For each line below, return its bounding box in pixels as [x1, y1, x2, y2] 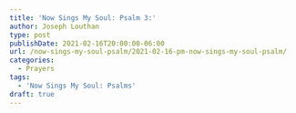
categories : [9, 56, 55, 65]
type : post [9, 30, 51, 39]
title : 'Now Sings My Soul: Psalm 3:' [9, 13, 157, 23]
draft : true [9, 89, 55, 98]
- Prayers [17, 65, 55, 74]
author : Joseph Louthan [9, 22, 100, 31]
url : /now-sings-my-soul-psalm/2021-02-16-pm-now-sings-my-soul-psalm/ [9, 47, 287, 56]
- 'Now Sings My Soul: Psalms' [17, 81, 137, 90]
